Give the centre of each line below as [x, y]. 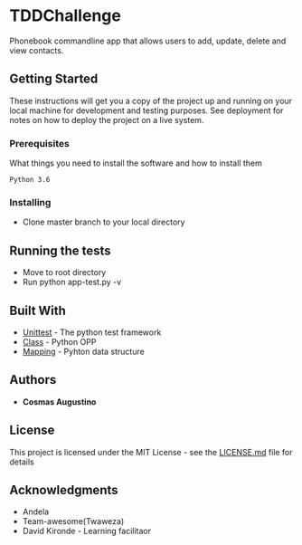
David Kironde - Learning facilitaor [87, 531]
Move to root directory [64, 272]
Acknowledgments [64, 490]
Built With [38, 310]
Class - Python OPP [59, 341]
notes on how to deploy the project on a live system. [107, 120]
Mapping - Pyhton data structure [83, 351]
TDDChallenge [66, 16]
